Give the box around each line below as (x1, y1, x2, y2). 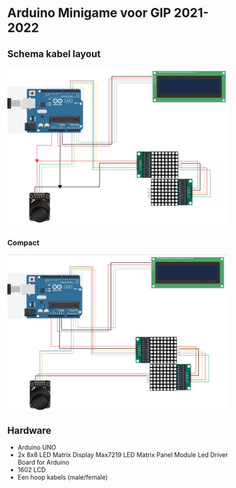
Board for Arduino (17, 458, 70, 467)
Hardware (7, 424, 51, 437)
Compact (7, 238, 40, 248)
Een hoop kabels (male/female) (17, 473, 108, 482)
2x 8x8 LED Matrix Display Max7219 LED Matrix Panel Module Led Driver (17, 451, 228, 459)
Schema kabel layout (7, 48, 101, 60)
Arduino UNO (17, 443, 57, 451)
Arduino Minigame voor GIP (7, 5, 171, 21)
